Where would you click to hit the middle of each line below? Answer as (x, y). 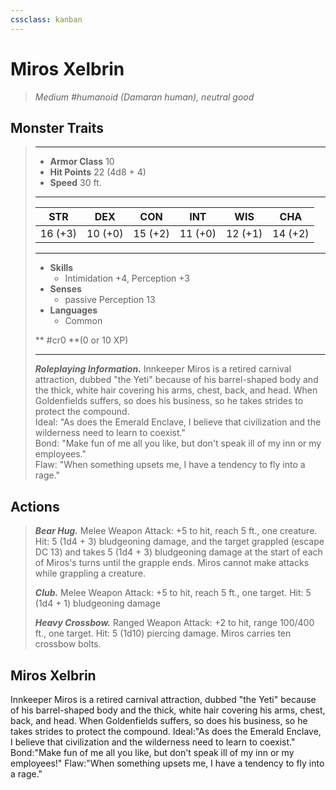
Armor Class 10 (82, 162)
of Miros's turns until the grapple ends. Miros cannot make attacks (172, 563)
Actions (35, 506)
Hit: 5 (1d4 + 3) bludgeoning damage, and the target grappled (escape (179, 542)
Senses (65, 289)
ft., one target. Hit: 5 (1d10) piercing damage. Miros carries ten (163, 633)
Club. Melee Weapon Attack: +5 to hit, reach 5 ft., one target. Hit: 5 (173, 593)
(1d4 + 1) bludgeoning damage (97, 603)
